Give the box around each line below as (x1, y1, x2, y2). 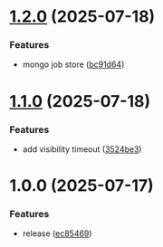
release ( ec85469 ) (22, 228, 92, 239)
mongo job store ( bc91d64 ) (22, 59, 125, 70)
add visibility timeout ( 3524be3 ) (22, 143, 142, 155)
